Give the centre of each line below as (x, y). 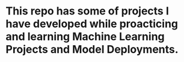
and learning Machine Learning (85, 37)
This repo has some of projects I (87, 11)
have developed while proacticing (92, 24)
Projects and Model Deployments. (92, 50)
